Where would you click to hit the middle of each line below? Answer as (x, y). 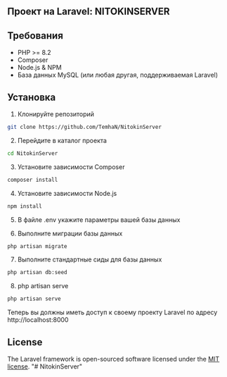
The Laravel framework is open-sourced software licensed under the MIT (113, 359)
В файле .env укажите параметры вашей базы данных (99, 220)
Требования (35, 36)
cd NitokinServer (33, 153)
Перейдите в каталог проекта (62, 140)
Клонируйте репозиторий (56, 114)
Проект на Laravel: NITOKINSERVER (89, 12)
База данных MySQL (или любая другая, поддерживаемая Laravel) (118, 75)
